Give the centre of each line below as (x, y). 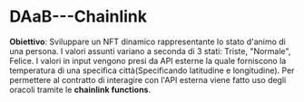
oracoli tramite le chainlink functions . (80, 89)
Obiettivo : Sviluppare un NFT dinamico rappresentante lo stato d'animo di (147, 42)
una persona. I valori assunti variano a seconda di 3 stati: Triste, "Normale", (150, 51)
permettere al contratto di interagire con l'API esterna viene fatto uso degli (148, 79)
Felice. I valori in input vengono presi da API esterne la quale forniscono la (148, 60)
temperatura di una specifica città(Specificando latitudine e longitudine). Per (152, 70)
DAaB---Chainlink (78, 17)
